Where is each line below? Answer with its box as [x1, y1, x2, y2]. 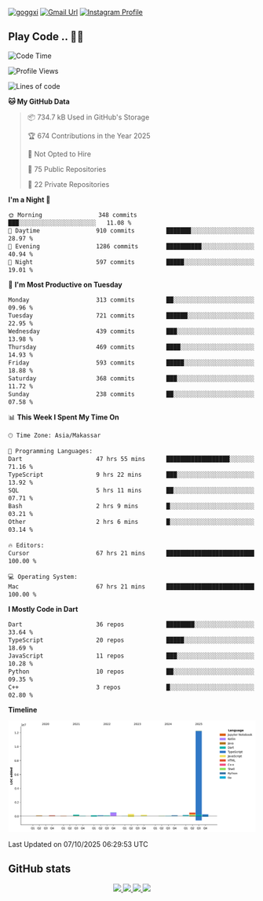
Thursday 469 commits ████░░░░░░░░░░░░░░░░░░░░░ [8, 342, 255, 351]
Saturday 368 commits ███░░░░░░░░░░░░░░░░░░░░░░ [8, 374, 255, 383]
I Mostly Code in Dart [8, 604, 79, 613]
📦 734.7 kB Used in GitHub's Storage [27, 112, 150, 122]
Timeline [8, 705, 38, 714]
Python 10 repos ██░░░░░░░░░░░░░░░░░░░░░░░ [8, 668, 255, 676]
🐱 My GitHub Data [8, 97, 71, 106]
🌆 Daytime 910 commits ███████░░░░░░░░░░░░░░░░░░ [8, 226, 255, 235]
